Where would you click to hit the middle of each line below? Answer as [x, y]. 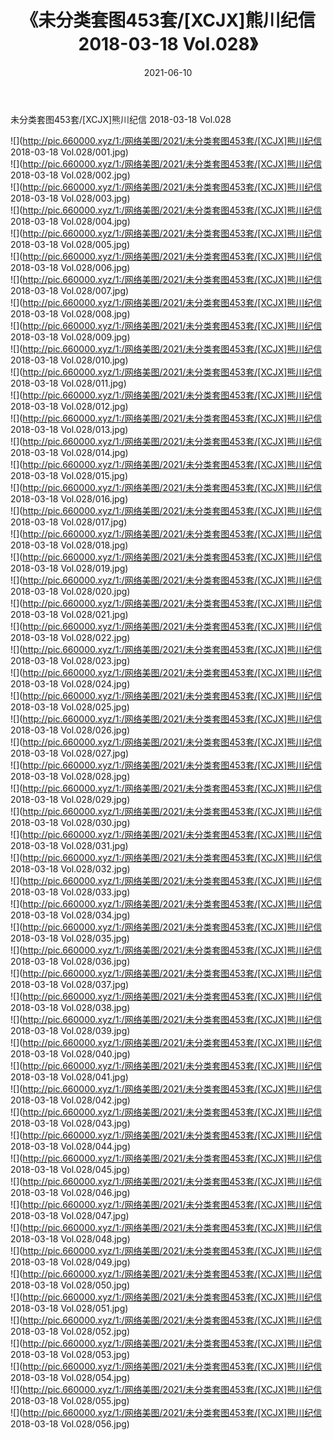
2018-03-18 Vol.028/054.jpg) [70, 1377]
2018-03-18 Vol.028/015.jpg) [69, 475]
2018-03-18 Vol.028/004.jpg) [70, 221]
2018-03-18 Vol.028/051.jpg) [69, 1308]
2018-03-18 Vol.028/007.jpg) [70, 290]
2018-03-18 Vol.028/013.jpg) [69, 429]
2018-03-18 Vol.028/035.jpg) [70, 938]
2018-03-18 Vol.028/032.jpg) [70, 868]
